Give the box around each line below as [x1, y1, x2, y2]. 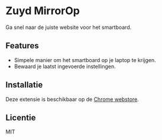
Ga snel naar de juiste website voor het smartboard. [5, 24, 132, 31]
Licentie [5, 112, 36, 122]
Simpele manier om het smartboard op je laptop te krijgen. [14, 56, 156, 63]
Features [5, 41, 39, 51]
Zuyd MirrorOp [5, 4, 80, 18]
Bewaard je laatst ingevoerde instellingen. [14, 63, 116, 70]
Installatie [5, 80, 43, 90]
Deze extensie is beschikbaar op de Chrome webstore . [5, 96, 140, 103]
